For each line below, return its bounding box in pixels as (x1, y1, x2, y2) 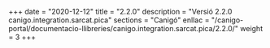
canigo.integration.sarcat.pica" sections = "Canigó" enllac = (8, 15, 210, 25)
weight (239, 24, 263, 33)
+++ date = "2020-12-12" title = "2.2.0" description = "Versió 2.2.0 (8, 7, 233, 16)
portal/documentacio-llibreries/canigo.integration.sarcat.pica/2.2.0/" (8, 24, 238, 33)
